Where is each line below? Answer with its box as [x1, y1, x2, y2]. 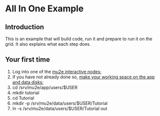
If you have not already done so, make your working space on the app [12, 74, 155, 80]
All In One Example [5, 3, 84, 14]
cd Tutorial [12, 95, 35, 101]
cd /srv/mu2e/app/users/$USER [12, 84, 78, 90]
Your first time [5, 56, 50, 64]
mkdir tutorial [12, 90, 40, 96]
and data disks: [12, 79, 43, 85]
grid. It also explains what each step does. [5, 41, 91, 47]
